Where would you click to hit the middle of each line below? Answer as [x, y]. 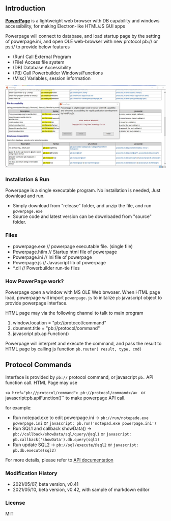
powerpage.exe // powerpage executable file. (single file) [73, 246]
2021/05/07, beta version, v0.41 [46, 484]
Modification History [31, 473]
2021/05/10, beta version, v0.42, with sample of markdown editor [81, 490]
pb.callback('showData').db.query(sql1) [56, 440]
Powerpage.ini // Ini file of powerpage [52, 257]
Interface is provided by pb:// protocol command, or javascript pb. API [79, 377]
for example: [19, 407]
